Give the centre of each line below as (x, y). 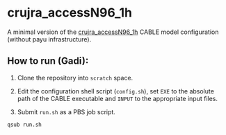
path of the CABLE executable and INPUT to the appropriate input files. (117, 98)
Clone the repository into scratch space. (75, 78)
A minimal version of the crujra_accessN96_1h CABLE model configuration (113, 32)
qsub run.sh (24, 125)
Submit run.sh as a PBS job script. (66, 111)
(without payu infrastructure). (49, 39)
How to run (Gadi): (48, 61)
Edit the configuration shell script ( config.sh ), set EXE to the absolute (115, 91)
